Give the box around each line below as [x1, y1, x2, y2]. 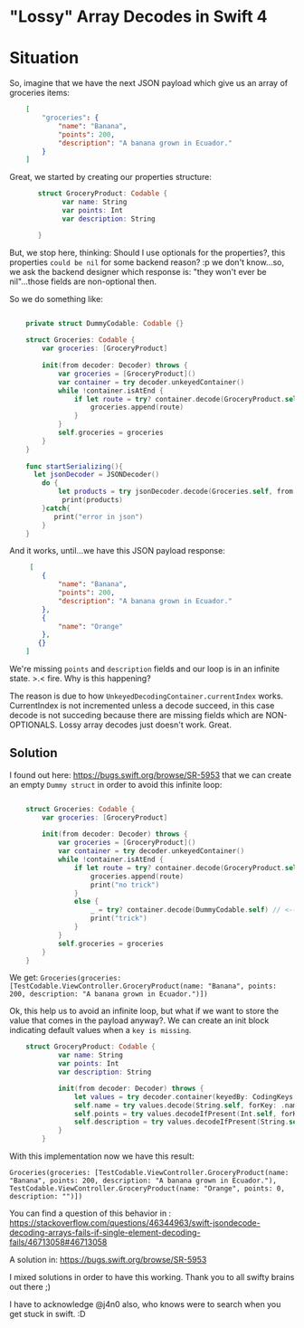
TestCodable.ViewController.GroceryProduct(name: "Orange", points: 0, [9, 1184, 285, 1193]
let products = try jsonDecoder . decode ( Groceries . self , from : [57, 487, 298, 497]
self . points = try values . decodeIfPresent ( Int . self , [73, 1109, 278, 1118]
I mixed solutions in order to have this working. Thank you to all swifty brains [9, 1272, 295, 1283]
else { [73, 897, 100, 906]
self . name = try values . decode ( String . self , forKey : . [73, 1101, 285, 1110]
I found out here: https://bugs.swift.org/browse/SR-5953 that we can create [9, 769, 292, 780]
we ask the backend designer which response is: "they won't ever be [9, 266, 267, 277]
